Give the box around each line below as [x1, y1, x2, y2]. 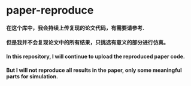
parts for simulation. [6, 72, 59, 80]
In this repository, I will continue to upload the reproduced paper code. [6, 53, 186, 60]
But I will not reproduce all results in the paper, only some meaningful [6, 66, 182, 74]
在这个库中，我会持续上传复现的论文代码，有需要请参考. [6, 24, 145, 31]
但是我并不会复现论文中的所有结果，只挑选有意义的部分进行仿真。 [6, 39, 169, 46]
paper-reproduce [6, 4, 94, 17]
